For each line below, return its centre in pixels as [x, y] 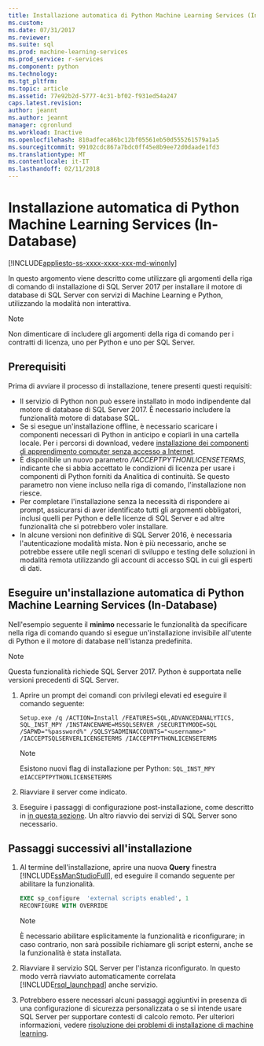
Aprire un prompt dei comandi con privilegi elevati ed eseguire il [123, 695]
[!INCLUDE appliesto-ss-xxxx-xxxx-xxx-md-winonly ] [93, 263]
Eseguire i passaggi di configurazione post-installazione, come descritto [136, 807]
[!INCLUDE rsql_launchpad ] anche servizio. [89, 985]
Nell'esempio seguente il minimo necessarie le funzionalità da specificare [128, 624]
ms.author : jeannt [38, 118]
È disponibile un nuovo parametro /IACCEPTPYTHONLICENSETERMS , [132, 459]
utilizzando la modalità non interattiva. [70, 303]
